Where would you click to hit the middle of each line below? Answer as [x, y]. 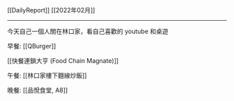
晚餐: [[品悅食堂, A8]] [38, 90]
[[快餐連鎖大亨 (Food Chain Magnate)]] [63, 61]
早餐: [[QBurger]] [32, 46]
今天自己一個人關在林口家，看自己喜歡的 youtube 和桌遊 [88, 31]
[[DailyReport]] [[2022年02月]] [51, 10]
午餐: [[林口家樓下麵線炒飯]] [47, 75]
